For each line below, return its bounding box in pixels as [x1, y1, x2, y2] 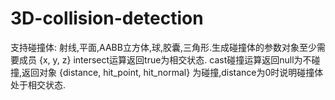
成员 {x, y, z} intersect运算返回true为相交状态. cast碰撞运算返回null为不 [18, 53, 312, 66]
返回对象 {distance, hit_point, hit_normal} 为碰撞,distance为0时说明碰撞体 [21, 66, 324, 78]
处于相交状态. [10, 78, 67, 91]
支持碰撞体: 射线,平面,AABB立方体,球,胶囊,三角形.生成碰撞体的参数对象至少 [10, 41, 318, 53]
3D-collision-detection [10, 7, 204, 30]
